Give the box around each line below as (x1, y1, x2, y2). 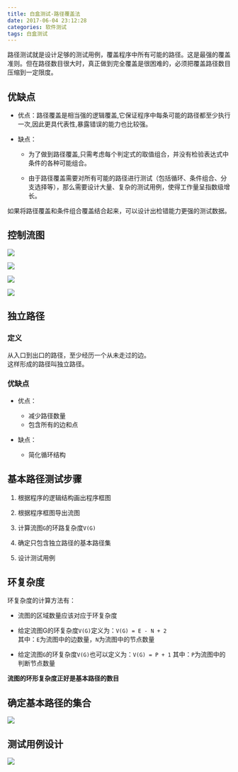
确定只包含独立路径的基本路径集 (17, 538, 111, 547)
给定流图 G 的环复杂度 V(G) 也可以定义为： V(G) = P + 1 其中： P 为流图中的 (17, 650, 226, 659)
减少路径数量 (28, 411, 66, 420)
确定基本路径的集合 (7, 697, 91, 709)
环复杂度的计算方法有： (7, 596, 76, 605)
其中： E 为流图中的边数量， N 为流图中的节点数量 (17, 635, 155, 644)
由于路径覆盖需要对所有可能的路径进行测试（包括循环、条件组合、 (28, 174, 221, 183)
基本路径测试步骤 (7, 473, 82, 485)
